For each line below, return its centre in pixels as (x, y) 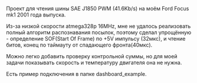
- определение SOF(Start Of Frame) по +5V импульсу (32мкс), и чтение (96, 39)
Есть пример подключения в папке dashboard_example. (76, 74)
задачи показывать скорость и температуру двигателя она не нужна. (94, 62)
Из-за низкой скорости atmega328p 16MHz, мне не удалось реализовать (98, 26)
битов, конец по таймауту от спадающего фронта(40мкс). (79, 45)
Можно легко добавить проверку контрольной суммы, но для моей (92, 56)
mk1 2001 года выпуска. (36, 15)
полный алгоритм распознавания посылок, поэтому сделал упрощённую (99, 32)
